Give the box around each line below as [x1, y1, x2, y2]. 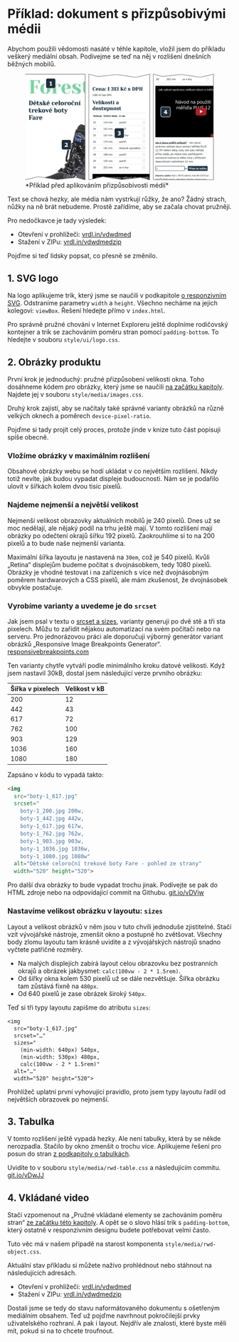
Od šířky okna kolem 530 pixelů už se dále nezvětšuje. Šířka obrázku [17, 974, 221, 982]
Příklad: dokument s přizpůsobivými [7, 6, 226, 22]
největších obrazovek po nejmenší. [7, 1094, 110, 1104]
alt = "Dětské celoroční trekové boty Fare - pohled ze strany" [14, 860, 202, 868]
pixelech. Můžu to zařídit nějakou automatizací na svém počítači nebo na [7, 624, 221, 633]
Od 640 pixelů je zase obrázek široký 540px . [17, 989, 147, 997]
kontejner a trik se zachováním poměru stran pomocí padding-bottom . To [7, 327, 219, 337]
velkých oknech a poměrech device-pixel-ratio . [7, 412, 152, 420]
